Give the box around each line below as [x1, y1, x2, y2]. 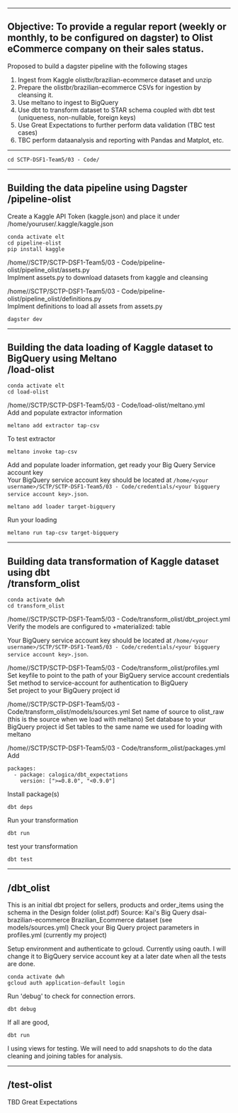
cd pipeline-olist [7, 239, 62, 247]
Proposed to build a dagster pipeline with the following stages [7, 62, 188, 70]
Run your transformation [7, 816, 79, 824]
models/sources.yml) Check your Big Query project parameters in [7, 923, 200, 932]
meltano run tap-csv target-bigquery [7, 530, 119, 537]
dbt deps [7, 804, 33, 811]
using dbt [7, 566, 51, 578]
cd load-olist [7, 388, 50, 396]
